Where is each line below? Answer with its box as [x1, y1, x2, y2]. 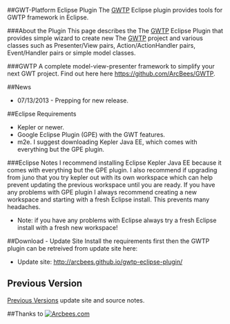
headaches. [7, 203, 41, 210]
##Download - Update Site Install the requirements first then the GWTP [7, 237, 210, 245]
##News [7, 83, 32, 91]
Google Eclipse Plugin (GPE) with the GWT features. [17, 131, 166, 138]
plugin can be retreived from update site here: [7, 244, 138, 252]
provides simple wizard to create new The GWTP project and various [7, 34, 204, 42]
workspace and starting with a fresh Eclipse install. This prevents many [7, 195, 210, 204]
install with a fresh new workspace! [17, 224, 118, 231]
